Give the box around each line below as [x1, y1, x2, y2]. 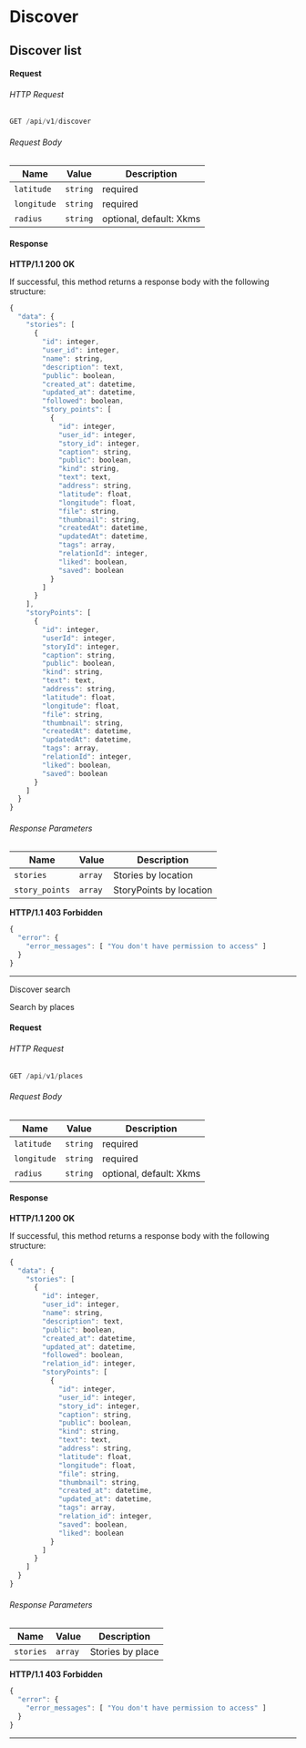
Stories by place [89, 1646, 159, 1659]
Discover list [9, 43, 82, 58]
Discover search [9, 984, 71, 995]
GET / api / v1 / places [9, 1071, 84, 1080]
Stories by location [113, 869, 194, 882]
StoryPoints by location [113, 884, 213, 896]
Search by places [9, 1001, 75, 1012]
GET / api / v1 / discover [9, 117, 92, 127]
